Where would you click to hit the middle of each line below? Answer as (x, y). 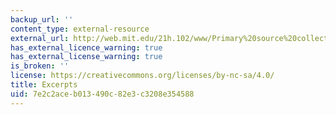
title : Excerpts (44, 85)
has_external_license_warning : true (86, 57)
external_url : (40, 38)
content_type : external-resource (80, 29)
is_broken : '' (40, 66)
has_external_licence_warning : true (86, 47)
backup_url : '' (42, 19)
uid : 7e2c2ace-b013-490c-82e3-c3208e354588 (102, 94)
